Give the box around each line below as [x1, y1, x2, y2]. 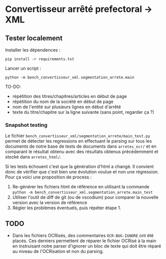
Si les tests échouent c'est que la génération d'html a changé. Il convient [5, 164, 154, 170]
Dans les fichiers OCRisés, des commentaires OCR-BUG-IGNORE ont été [12, 233, 154, 239]
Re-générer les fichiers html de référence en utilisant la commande [12, 184, 150, 190]
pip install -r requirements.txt [5, 57, 75, 62]
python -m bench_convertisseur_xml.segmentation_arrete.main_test [12, 190, 153, 195]
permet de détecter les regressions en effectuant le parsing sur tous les [5, 138, 152, 144]
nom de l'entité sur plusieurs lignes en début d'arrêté [12, 104, 121, 110]
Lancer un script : [5, 66, 41, 71]
